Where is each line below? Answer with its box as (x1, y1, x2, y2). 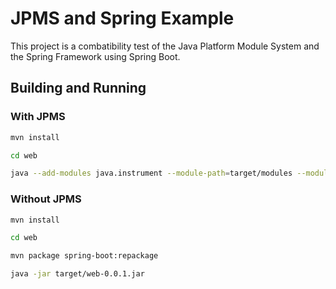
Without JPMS (10, 192, 82, 206)
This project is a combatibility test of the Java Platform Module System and (10, 40, 320, 52)
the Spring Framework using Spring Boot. (10, 50, 181, 62)
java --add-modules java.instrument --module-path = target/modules (10, 168, 293, 179)
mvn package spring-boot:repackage (10, 251, 159, 261)
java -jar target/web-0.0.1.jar (10, 269, 145, 279)
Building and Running (10, 80, 147, 97)
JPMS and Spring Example (10, 7, 235, 30)
